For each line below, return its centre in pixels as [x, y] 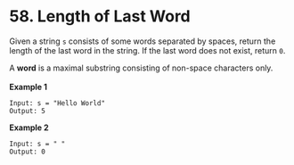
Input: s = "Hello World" [57, 103]
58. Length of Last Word [100, 16]
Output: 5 [28, 111]
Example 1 [28, 87]
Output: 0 [28, 152]
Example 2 [29, 128]
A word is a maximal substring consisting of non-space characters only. [141, 68]
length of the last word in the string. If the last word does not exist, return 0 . [147, 50]
